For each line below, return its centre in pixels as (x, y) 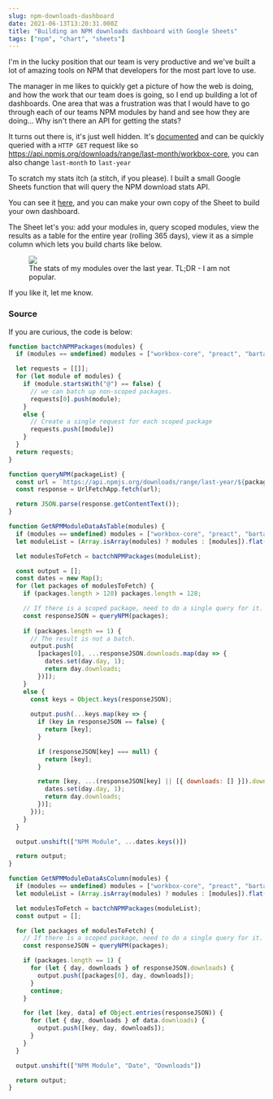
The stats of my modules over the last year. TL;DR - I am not (129, 269)
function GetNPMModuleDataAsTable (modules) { (87, 527)
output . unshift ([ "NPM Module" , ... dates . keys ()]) (101, 842)
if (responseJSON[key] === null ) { (98, 751)
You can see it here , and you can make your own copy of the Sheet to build (134, 203)
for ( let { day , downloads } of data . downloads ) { (117, 1021)
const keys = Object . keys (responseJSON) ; (101, 699)
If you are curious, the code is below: (70, 331)
